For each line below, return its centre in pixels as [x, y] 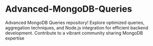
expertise [15, 38]
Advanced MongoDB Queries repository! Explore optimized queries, [75, 23]
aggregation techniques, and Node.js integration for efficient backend [77, 27]
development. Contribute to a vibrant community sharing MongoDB [74, 33]
